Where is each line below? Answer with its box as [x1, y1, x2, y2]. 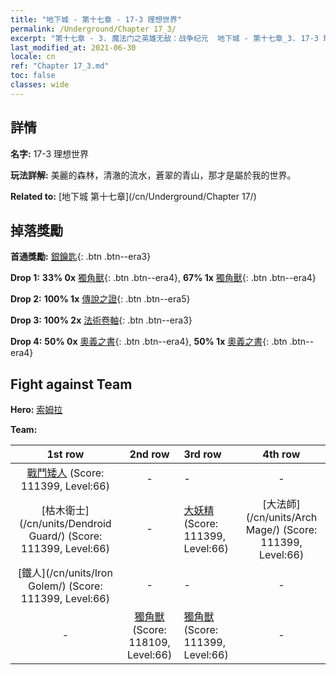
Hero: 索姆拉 [10, 404, 63, 416]
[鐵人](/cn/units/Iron [17, 566, 113, 580]
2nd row [129, 447, 170, 461]
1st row [46, 447, 85, 461]
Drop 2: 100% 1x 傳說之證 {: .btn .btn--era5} [10, 293, 191, 305]
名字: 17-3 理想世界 [10, 147, 90, 160]
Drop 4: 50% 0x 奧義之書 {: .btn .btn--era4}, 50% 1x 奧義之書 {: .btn [10, 336, 288, 348]
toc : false [10, 71, 56, 81]
